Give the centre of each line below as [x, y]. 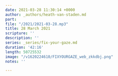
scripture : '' [20, 33]
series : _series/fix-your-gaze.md [41, 43]
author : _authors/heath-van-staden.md [46, 15]
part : [11, 19]
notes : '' [16, 61]
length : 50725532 [23, 52]
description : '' [22, 38]
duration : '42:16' [24, 47]
